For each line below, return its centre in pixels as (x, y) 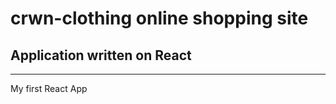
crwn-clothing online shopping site (159, 18)
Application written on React (101, 55)
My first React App (49, 88)
